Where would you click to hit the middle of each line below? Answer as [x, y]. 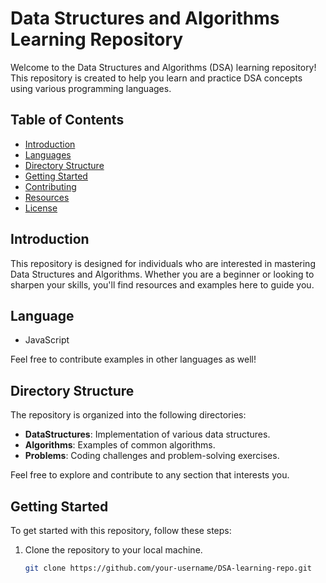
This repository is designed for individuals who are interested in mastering [163, 263]
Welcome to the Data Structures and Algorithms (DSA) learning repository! [163, 67]
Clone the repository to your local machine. [113, 550]
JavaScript [47, 340]
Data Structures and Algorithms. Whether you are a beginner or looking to [162, 274]
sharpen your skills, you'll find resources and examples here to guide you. [162, 284]
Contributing [50, 186]
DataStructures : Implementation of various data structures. [147, 434]
